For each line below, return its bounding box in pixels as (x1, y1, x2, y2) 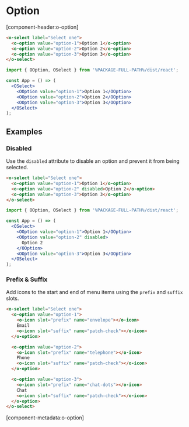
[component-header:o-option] (6, 23, 79, 30)
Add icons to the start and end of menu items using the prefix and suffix (6, 289, 183, 296)
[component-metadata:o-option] (6, 414, 85, 421)
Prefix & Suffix (6, 275, 48, 283)
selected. (6, 164, 29, 170)
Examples (6, 127, 43, 136)
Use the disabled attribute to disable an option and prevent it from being (6, 158, 180, 165)
